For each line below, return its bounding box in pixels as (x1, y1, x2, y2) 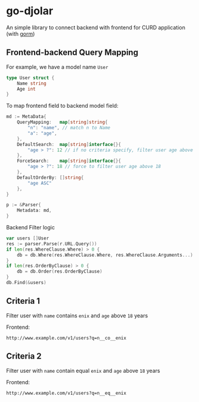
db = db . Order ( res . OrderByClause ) (17, 269, 102, 275)
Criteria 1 (6, 296, 41, 306)
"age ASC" (27, 180, 52, 186)
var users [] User (6, 235, 49, 241)
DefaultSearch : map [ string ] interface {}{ (17, 141, 121, 147)
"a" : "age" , (27, 130, 58, 136)
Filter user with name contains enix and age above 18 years (6, 311, 148, 319)
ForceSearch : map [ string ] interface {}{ (17, 158, 121, 164)
